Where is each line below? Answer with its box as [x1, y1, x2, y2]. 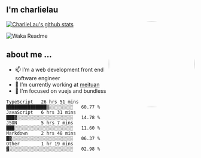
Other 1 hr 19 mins [6, 141, 74, 147]
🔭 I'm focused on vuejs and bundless [14, 87, 106, 95]
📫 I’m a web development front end [14, 66, 104, 73]
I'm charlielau [6, 5, 59, 15]
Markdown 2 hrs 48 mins [6, 130, 77, 136]
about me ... [6, 50, 52, 60]
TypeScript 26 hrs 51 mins [6, 99, 79, 105]
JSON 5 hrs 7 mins [6, 120, 74, 126]
